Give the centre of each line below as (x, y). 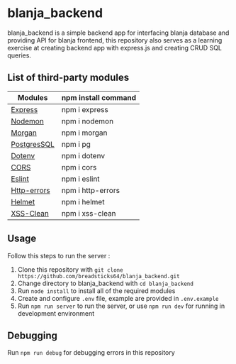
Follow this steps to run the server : (59, 255)
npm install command (99, 97)
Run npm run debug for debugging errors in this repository (91, 353)
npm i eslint (81, 179)
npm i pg (76, 144)
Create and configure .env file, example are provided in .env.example (118, 298)
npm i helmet (83, 202)
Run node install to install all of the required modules (96, 291)
